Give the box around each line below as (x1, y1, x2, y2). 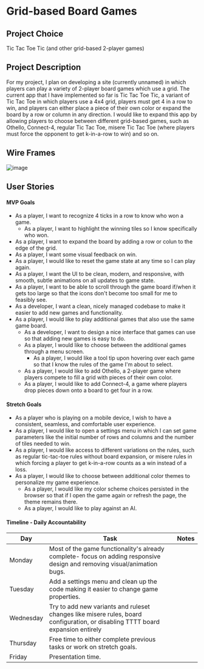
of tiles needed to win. (15, 440, 71, 447)
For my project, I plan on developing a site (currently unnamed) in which (6, 78, 186, 86)
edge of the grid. (15, 245, 58, 252)
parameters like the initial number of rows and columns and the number (15, 433, 194, 441)
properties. (49, 592, 81, 601)
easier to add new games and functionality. (15, 309, 123, 317)
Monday (9, 556, 33, 564)
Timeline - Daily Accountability (6, 519, 86, 526)
